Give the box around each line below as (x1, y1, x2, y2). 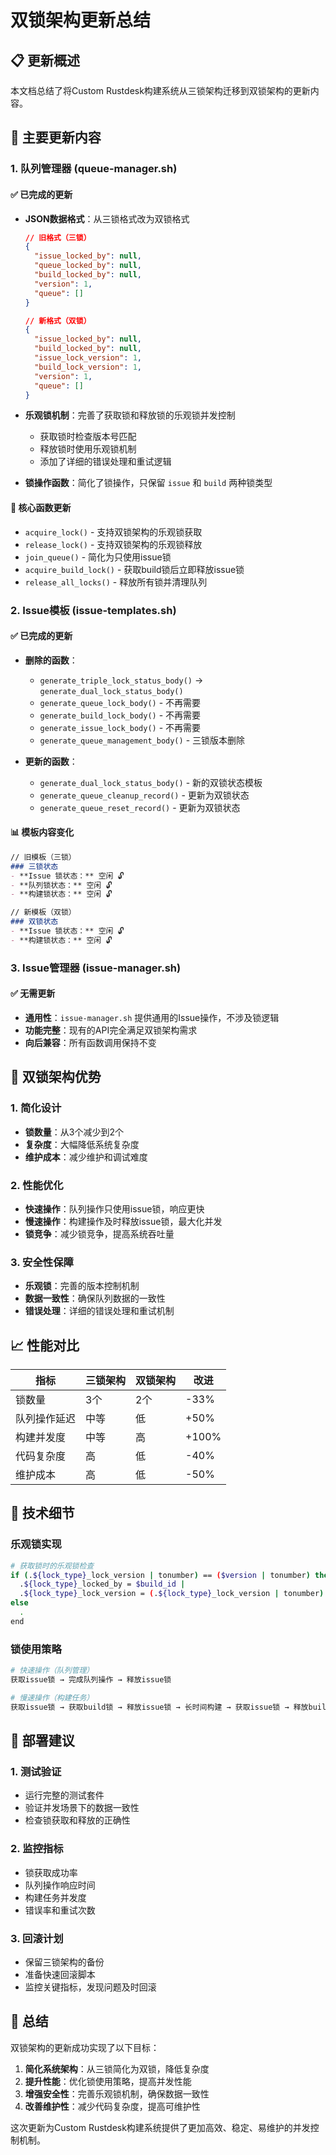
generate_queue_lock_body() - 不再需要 (39, 696, 202, 708)
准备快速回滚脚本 (24, 1968, 96, 1980)
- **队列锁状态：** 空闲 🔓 (10, 880, 113, 890)
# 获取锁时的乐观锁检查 (10, 1561, 95, 1571)
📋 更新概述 (10, 52, 81, 69)
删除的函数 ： (24, 654, 78, 666)
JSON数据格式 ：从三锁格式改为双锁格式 (24, 212, 190, 225)
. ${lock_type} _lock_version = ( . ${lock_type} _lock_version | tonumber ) (19, 1589, 325, 1599)
